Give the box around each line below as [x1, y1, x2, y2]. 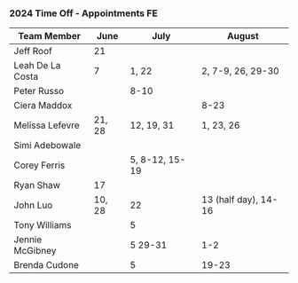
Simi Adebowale [13, 139, 82, 152]
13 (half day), [200, 193, 259, 206]
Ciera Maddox [13, 99, 73, 112]
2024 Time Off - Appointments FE [9, 7, 158, 20]
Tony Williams [13, 219, 72, 232]
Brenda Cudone [13, 259, 80, 271]
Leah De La [13, 59, 61, 72]
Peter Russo [13, 85, 65, 98]
